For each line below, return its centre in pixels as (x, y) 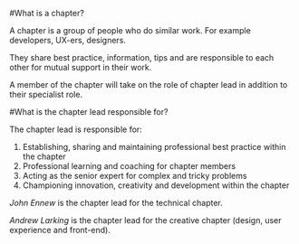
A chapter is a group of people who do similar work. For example (130, 30)
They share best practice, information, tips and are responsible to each (142, 57)
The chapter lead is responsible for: (76, 129)
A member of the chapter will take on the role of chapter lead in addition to (149, 84)
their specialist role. (46, 94)
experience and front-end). (60, 230)
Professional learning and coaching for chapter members (129, 166)
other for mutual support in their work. (81, 67)
